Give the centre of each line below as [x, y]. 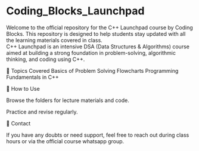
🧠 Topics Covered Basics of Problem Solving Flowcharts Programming [92, 70]
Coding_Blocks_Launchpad [75, 11]
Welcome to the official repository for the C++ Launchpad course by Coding [100, 27]
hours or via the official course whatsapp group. [65, 141]
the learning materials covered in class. [54, 40]
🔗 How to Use [23, 88]
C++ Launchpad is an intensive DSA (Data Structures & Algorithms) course [98, 47]
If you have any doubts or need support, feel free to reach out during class [98, 135]
